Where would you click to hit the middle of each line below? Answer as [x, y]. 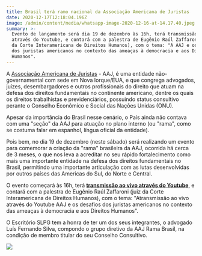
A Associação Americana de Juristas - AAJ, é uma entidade [80, 73]
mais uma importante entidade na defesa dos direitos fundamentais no [94, 160]
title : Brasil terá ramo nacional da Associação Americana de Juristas [98, 12]
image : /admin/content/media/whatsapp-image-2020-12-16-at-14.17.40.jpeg [101, 23]
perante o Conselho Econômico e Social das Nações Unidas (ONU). [90, 105]
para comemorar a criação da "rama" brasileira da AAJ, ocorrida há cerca [98, 148]
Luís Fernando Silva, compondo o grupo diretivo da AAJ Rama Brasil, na [95, 228]
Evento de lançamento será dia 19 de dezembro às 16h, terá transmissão [105, 34]
